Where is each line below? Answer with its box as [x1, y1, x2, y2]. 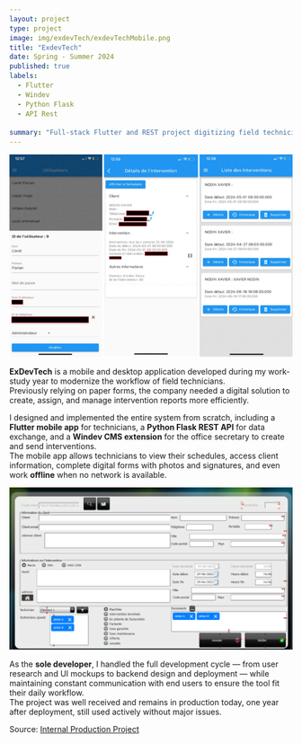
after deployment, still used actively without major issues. [9, 706, 222, 718]
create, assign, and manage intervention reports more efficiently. [9, 395, 250, 406]
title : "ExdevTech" [9, 43, 83, 52]
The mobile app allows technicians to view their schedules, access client [9, 450, 279, 462]
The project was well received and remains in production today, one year [9, 697, 280, 708]
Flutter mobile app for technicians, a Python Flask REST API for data [9, 422, 265, 433]
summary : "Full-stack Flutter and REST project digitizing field [9, 128, 259, 137]
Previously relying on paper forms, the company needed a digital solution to [9, 385, 290, 396]
